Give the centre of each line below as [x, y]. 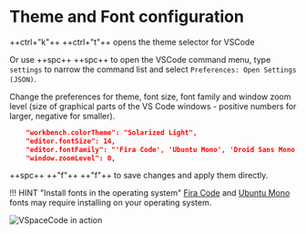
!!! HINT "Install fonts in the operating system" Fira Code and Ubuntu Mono [150, 193]
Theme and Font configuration [127, 17]
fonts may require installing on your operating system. [111, 203]
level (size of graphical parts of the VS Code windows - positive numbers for [153, 106]
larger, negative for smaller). [62, 116]
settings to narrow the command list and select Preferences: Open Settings [153, 69]
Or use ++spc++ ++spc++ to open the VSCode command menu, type [140, 59]
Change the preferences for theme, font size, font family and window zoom [150, 97]
